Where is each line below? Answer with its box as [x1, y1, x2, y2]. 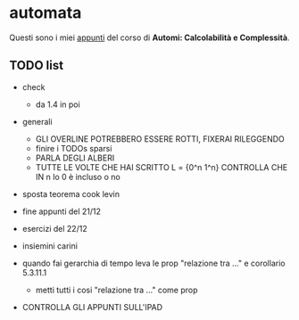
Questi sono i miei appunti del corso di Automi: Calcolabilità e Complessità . [9, 32, 290, 43]
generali [21, 116, 53, 127]
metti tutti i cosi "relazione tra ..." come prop [35, 284, 198, 295]
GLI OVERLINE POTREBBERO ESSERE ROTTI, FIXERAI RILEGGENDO [35, 133, 286, 144]
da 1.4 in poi [35, 99, 80, 110]
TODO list [9, 58, 64, 73]
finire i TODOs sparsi [35, 143, 112, 153]
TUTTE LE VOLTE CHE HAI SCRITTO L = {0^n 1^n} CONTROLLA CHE [35, 161, 288, 172]
